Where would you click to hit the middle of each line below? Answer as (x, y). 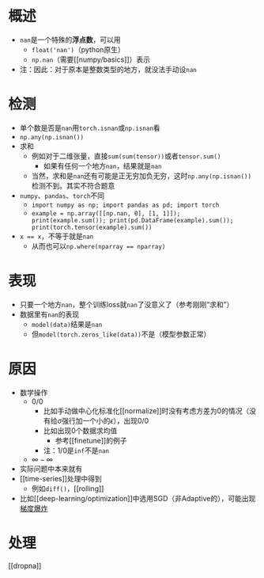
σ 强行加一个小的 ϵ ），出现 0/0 (103, 420)
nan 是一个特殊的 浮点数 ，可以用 (70, 40)
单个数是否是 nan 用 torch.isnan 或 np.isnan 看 (90, 127)
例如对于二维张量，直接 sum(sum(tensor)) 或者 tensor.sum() (126, 156)
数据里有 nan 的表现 (49, 314)
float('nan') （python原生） (78, 49)
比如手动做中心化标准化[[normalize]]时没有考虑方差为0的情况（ (146, 411)
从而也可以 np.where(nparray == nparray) (98, 245)
